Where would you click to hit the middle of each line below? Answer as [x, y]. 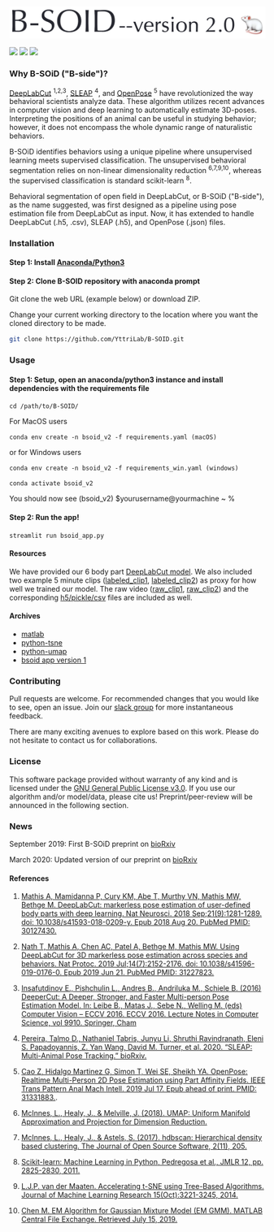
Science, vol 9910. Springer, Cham [78, 1023]
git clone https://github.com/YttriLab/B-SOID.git [97, 340]
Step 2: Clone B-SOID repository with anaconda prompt [104, 281]
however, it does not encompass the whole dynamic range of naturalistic [131, 128]
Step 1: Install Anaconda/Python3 [67, 262]
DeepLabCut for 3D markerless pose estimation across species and [134, 955]
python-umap [44, 652]
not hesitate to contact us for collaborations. [83, 740]
